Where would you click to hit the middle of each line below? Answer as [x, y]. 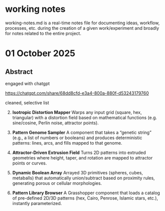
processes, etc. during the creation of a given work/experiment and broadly [82, 28]
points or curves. [29, 163]
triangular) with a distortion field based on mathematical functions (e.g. [84, 117]
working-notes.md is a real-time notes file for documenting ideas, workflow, [82, 23]
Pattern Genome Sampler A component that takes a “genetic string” [82, 132]
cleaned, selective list [27, 103]
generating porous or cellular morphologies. [57, 183]
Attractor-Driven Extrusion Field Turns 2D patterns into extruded [79, 153]
